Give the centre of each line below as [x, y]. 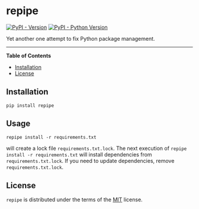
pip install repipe [30, 105]
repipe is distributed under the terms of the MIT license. [75, 200]
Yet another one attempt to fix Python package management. [81, 38]
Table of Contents [29, 55]
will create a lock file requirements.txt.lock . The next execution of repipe [97, 148]
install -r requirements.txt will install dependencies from [79, 154]
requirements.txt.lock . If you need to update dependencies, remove [90, 161]
